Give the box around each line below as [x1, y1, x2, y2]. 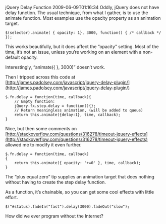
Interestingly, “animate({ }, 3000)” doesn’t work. [5, 64, 105, 70]
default [5, 54, 20, 60]
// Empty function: [14, 99, 56, 104]
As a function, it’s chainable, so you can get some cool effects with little [5, 189, 154, 195]
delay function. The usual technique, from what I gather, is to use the [5, 10, 148, 16]
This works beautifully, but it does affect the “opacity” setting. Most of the [5, 44, 159, 50]
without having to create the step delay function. [5, 179, 106, 185]
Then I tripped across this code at [5, 74, 76, 80]
